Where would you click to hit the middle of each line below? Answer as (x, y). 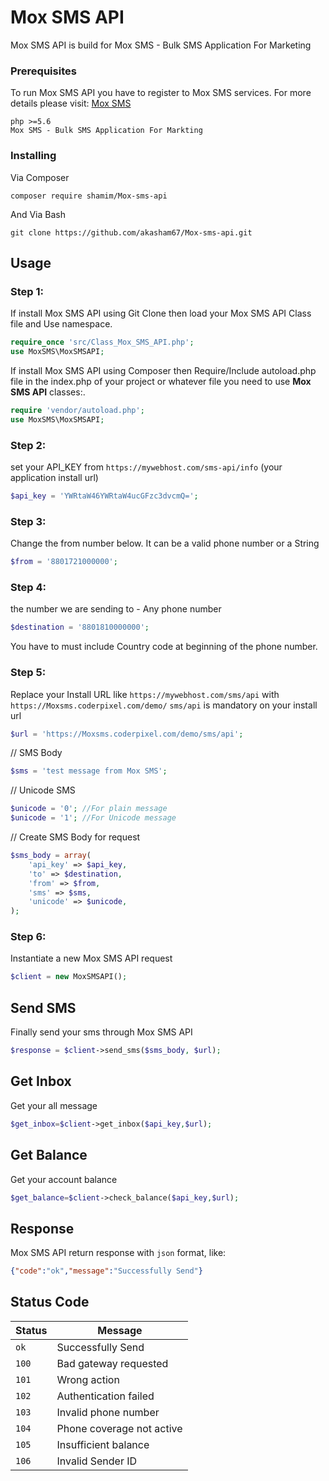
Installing (33, 156)
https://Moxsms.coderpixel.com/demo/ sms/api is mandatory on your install (164, 705)
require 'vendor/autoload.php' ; (77, 410)
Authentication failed (105, 1396)
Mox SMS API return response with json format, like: (118, 1253)
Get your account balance (64, 1179)
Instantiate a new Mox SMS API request (91, 958)
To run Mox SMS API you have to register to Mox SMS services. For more (161, 93)
